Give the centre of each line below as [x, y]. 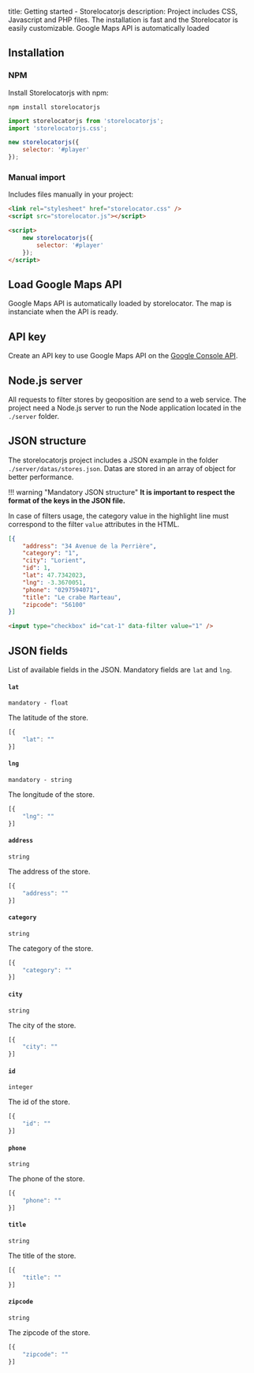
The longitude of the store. [51, 795]
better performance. [41, 477]
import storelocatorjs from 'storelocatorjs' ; [86, 121]
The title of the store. [42, 1256]
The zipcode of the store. [49, 1332]
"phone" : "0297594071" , [62, 590]
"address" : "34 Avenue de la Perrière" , [90, 546]
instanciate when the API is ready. [63, 312]
